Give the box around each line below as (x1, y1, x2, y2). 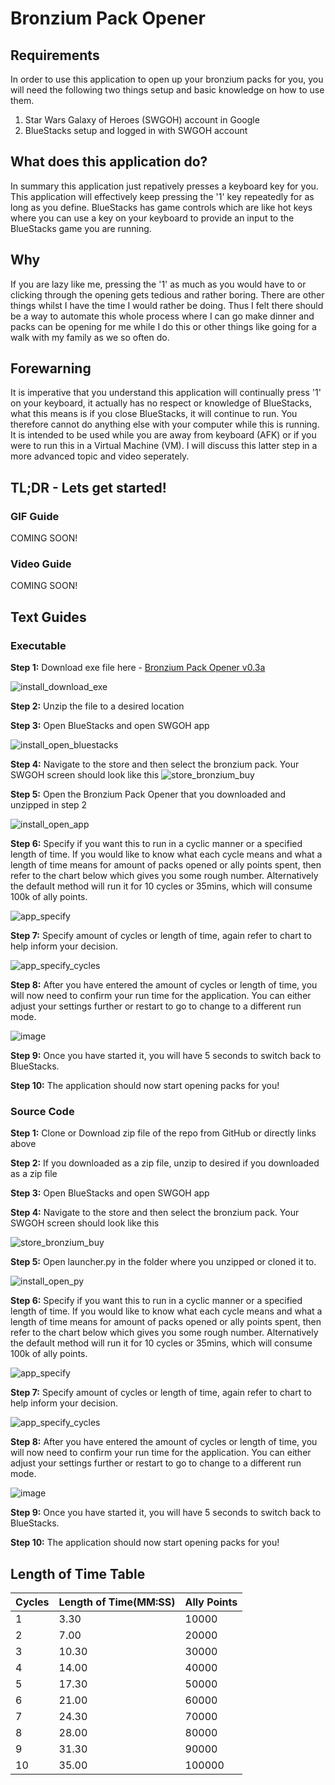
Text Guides (10, 608, 87, 626)
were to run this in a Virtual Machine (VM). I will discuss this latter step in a (10, 440, 318, 452)
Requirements (10, 47, 100, 64)
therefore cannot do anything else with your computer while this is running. (10, 418, 320, 431)
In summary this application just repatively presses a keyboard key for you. (10, 180, 319, 192)
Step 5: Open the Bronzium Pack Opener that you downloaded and (10, 788, 287, 801)
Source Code (10, 1105, 75, 1119)
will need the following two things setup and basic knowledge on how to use (10, 84, 325, 96)
